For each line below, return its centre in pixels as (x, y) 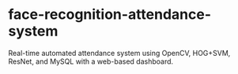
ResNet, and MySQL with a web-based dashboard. (91, 61)
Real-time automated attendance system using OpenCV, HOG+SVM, (119, 53)
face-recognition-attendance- (110, 15)
